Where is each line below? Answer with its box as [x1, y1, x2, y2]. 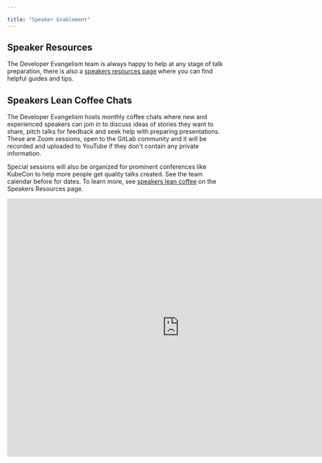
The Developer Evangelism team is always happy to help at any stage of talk [7, 60, 224, 68]
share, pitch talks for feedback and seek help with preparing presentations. [7, 127, 220, 136]
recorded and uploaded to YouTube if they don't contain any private [7, 142, 200, 150]
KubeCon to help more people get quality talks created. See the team [7, 170, 203, 178]
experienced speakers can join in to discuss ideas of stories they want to [7, 120, 214, 128]
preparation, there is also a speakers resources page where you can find [7, 67, 213, 76]
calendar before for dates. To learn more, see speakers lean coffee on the [7, 177, 217, 186]
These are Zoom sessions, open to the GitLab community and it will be [7, 135, 207, 143]
